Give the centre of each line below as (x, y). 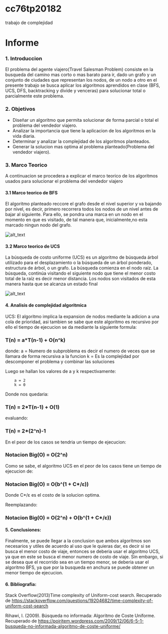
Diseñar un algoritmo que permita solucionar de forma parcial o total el (86, 120)
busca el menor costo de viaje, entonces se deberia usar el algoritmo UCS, (82, 551)
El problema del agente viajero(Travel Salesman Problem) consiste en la (79, 69)
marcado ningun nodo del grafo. (38, 225)
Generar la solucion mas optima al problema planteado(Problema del (83, 146)
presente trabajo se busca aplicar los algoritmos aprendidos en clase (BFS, (83, 85)
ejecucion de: (19, 471)
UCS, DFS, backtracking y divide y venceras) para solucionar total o (75, 91)
